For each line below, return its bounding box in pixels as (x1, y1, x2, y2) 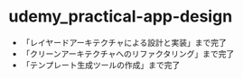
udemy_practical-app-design (8, 6, 233, 27)
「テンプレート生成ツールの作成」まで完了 (21, 59, 181, 70)
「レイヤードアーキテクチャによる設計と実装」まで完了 (21, 37, 227, 48)
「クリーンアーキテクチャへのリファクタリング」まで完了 (21, 48, 235, 59)
